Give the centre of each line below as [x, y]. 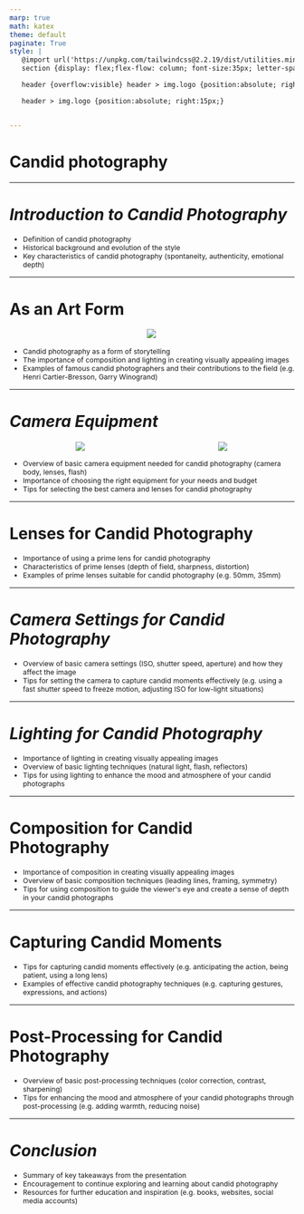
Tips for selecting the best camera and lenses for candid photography [137, 489]
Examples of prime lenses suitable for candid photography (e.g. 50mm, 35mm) [152, 575]
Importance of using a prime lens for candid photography [116, 558]
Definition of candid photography [77, 239]
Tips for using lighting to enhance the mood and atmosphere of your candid [147, 775]
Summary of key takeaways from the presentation [104, 1175]
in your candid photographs [68, 897]
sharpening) [43, 1089]
